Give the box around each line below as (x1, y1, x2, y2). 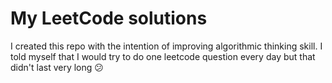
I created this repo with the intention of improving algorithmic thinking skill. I (10, 40, 323, 52)
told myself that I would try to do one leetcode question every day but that (10, 50, 316, 62)
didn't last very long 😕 (10, 61, 104, 73)
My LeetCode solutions (10, 7, 208, 30)
